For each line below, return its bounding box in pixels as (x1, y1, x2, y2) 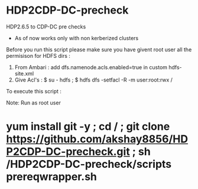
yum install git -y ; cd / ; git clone (6, 120, 170, 133)
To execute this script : (6, 87, 62, 94)
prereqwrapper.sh (6, 170, 98, 184)
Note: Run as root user (6, 99, 61, 106)
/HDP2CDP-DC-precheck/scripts (6, 158, 172, 171)
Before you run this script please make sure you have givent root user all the (6, 45, 192, 53)
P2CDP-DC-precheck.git (6, 145, 130, 158)
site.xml (14, 70, 34, 77)
